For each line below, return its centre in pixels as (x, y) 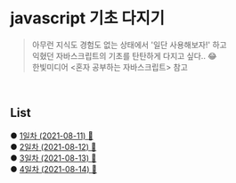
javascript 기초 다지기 (88, 18)
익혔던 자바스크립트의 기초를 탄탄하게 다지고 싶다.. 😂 (124, 55)
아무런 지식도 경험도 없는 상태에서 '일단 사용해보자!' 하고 (129, 45)
